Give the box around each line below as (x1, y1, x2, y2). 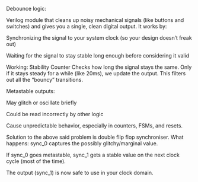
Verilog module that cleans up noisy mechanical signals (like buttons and (6, 17, 184, 23)
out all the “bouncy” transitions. (6, 76, 83, 83)
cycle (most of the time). (6, 158, 66, 165)
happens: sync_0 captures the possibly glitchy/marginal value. (6, 140, 158, 147)
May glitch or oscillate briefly (6, 99, 77, 106)
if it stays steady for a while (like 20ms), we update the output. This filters (6, 70, 186, 76)
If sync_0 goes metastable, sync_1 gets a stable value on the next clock (6, 151, 180, 158)
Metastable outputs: (6, 88, 55, 94)
